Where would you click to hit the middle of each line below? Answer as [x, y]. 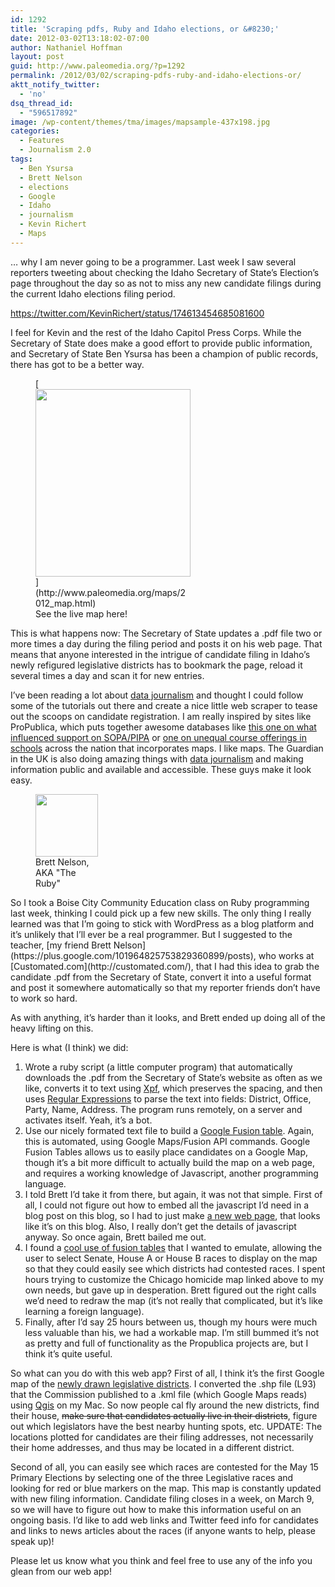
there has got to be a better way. [77, 364]
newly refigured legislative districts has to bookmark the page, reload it [156, 665]
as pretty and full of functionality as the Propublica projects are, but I [166, 1343]
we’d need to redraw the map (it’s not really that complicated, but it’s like [173, 1300]
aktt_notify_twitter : [55, 85]
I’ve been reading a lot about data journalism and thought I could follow [157, 695]
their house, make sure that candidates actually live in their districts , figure [164, 1415]
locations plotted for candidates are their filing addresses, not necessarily [162, 1437]
